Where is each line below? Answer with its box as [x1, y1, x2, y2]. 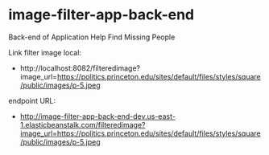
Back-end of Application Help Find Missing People [8, 32, 176, 42]
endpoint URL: [8, 96, 56, 105]
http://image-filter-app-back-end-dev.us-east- [19, 111, 176, 121]
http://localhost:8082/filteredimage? [19, 63, 141, 73]
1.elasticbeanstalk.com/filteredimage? [19, 120, 146, 129]
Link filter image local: [8, 47, 82, 57]
